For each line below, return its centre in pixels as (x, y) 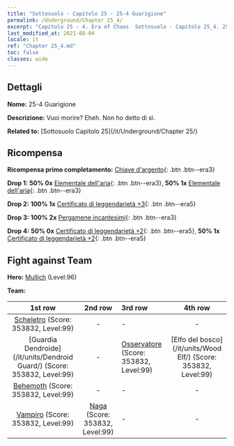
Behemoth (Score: (43, 386)
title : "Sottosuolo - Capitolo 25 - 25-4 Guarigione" (87, 14)
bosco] (211, 340)
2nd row (98, 308)
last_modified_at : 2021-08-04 (51, 33)
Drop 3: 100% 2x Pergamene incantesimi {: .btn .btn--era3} (92, 217)
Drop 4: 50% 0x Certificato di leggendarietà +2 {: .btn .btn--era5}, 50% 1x (114, 231)
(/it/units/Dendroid (43, 357)
